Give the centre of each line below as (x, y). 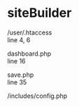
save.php (21, 75)
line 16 (16, 61)
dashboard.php (29, 53)
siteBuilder (39, 13)
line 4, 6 (19, 39)
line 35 (17, 82)
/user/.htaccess (30, 32)
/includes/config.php (37, 96)
